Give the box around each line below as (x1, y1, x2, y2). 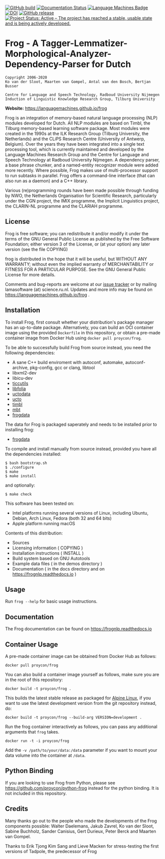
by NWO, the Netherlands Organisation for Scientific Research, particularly (5, 193, 157, 199)
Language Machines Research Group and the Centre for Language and (5, 151, 149, 158)
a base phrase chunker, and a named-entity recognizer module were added (5, 162, 159, 168)
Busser (5, 83, 19, 88)
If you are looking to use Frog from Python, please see (5, 779, 116, 785)
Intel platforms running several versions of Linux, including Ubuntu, (12, 510, 149, 516)
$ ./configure (5, 465, 34, 470)
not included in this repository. (5, 790, 67, 796)
